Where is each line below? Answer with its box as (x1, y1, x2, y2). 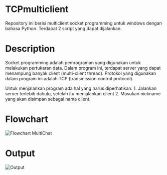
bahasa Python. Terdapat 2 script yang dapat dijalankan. (5, 25, 122, 31)
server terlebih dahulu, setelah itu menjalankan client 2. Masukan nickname (5, 90, 161, 96)
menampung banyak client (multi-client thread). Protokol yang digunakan (5, 70, 156, 76)
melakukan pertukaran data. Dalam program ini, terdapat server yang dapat (5, 65, 161, 71)
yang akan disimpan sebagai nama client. (5, 96, 91, 102)
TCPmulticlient (5, 4, 69, 15)
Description (5, 43, 55, 55)
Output (5, 148, 35, 159)
